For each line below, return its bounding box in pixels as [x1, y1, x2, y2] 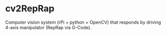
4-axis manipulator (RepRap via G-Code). [5, 24, 92, 30]
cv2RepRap [5, 3, 55, 14]
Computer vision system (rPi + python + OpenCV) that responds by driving [5, 19, 161, 25]
